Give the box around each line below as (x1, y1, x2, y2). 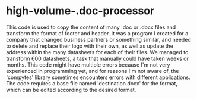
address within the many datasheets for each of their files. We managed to (6, 48, 189, 55)
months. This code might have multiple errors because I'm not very (6, 61, 170, 68)
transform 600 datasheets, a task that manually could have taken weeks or (6, 55, 189, 62)
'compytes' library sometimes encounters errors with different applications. (6, 74, 191, 81)
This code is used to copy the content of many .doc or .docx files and (6, 24, 176, 31)
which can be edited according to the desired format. (6, 86, 136, 93)
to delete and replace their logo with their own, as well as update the (6, 42, 174, 49)
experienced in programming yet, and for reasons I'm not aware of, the (6, 67, 179, 74)
